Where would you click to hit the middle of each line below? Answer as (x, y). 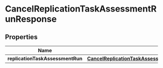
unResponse (31, 19)
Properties (21, 37)
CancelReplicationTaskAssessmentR (81, 9)
